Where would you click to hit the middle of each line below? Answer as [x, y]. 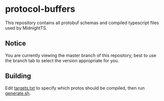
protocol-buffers [40, 9]
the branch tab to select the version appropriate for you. [62, 61]
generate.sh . [18, 93]
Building [18, 76]
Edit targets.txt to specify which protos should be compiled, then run [75, 88]
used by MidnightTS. [26, 28]
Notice [16, 44]
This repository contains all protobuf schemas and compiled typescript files [82, 23]
